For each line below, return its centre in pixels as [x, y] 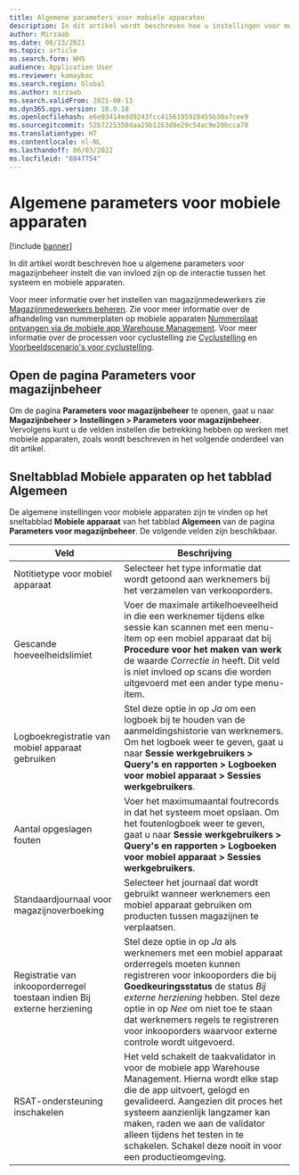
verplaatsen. [150, 927]
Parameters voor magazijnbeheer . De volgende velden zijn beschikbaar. [143, 531]
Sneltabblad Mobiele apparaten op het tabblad [141, 477]
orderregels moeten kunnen [182, 964]
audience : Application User [61, 68]
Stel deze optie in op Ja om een [190, 708]
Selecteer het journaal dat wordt [191, 882]
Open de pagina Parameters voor [102, 375]
